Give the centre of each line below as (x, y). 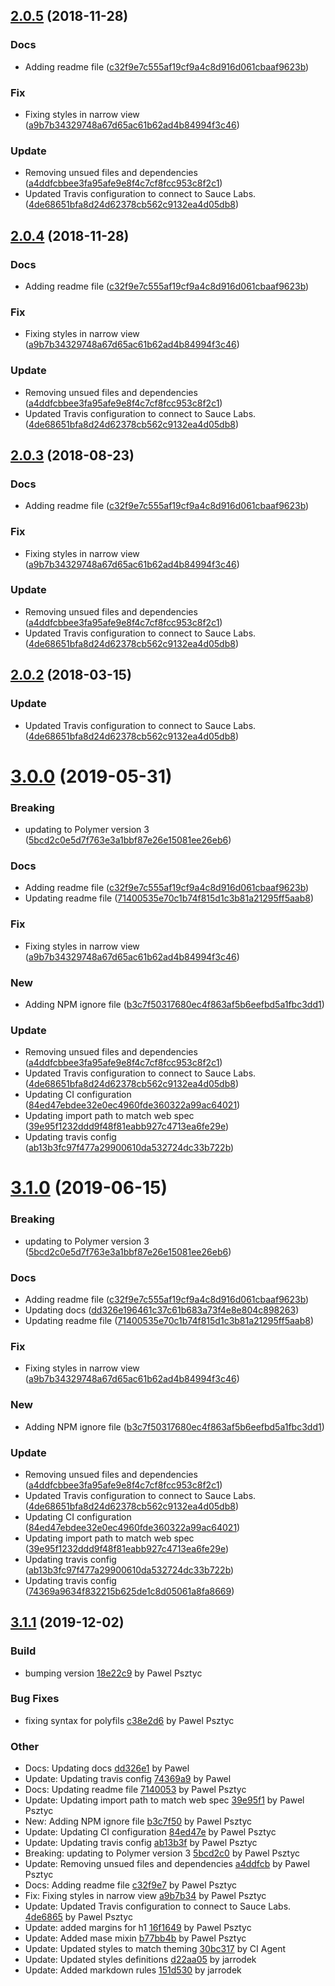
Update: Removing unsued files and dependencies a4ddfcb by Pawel (167, 1864)
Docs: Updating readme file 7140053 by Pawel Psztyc (135, 1790)
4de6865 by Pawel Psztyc (78, 1917)
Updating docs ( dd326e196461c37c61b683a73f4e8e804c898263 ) (162, 1310)
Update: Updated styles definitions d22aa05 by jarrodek (140, 1960)
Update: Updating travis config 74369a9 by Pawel (128, 1779)
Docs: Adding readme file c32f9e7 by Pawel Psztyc (131, 1885)
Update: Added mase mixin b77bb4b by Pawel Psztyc (135, 1938)
